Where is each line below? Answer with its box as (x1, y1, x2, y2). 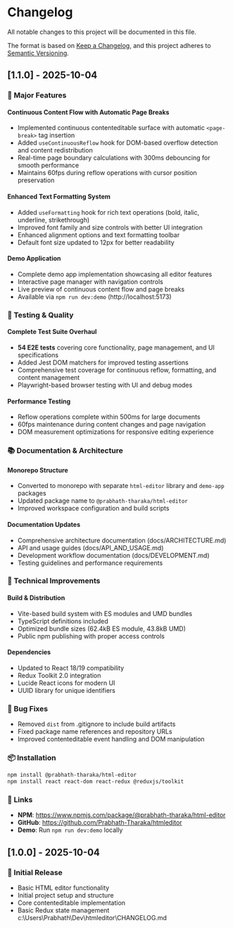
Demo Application (7, 254, 61, 263)
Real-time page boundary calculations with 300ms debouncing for (17, 153, 210, 162)
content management (17, 373, 80, 381)
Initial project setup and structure (17, 891, 114, 900)
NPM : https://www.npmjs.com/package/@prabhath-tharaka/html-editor (17, 811, 226, 819)
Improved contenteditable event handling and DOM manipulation (17, 735, 206, 744)
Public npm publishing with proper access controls (17, 631, 165, 640)
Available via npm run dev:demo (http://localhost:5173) (17, 292, 172, 301)
